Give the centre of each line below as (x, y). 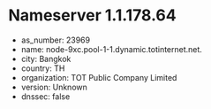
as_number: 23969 (55, 40)
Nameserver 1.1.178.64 (93, 16)
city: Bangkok (46, 58)
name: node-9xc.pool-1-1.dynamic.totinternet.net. (111, 49)
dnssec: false (45, 96)
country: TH (43, 68)
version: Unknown (54, 87)
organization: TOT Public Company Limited (99, 77)
